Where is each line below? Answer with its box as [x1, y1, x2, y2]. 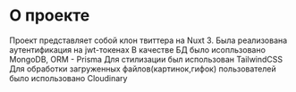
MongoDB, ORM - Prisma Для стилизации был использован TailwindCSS [9, 54, 283, 64]
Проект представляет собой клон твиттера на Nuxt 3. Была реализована [9, 35, 288, 46]
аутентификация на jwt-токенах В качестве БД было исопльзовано [9, 44, 266, 54]
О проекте [9, 5, 90, 26]
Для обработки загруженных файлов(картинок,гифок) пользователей [9, 63, 276, 74]
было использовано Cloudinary [9, 72, 128, 83]
